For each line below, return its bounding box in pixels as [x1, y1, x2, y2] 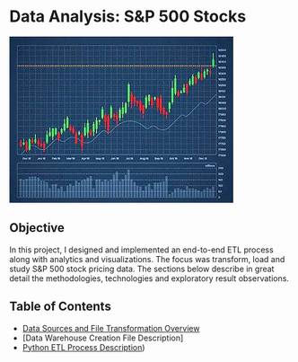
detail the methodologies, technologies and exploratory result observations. [9, 272, 290, 284]
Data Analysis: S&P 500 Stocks [9, 6, 247, 27]
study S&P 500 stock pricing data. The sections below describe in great [9, 263, 275, 274]
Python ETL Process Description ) [22, 341, 145, 352]
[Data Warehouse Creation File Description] [22, 332, 184, 343]
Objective [9, 220, 66, 235]
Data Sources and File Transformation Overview [22, 322, 200, 333]
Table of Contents [9, 299, 112, 314]
